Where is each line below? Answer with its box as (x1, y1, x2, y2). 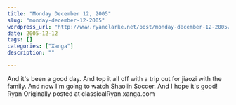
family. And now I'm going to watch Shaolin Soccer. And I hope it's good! (7, 82, 218, 90)
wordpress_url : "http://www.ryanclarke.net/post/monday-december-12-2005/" (7, 23, 234, 30)
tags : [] (7, 36, 33, 43)
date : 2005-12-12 (7, 29, 58, 37)
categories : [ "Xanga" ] (7, 43, 74, 50)
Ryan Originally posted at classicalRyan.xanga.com (7, 89, 155, 98)
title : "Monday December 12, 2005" (7, 10, 112, 17)
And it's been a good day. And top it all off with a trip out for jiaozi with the (7, 74, 223, 83)
